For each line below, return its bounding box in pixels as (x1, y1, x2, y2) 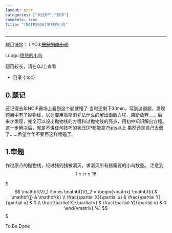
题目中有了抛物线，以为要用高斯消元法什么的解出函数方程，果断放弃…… (5, 112, 157, 118)
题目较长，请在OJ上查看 (5, 63, 56, 69)
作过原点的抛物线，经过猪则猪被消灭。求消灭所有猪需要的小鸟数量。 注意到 (5, 162, 164, 168)
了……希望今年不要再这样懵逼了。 (5, 131, 76, 137)
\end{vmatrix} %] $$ (64, 205, 108, 211)
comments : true (5, 17, 38, 22)
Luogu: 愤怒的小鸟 (5, 52, 42, 59)
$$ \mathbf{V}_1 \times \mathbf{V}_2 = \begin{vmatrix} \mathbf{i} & (14, 188, 158, 194)
